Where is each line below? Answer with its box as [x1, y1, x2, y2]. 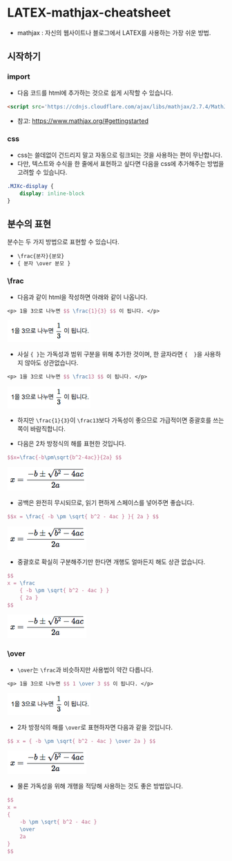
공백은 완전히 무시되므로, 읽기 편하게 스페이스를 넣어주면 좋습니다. [17, 499, 195, 507]
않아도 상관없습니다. [24, 359, 79, 367]
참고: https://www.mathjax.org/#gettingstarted [17, 116, 148, 125]
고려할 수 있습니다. [17, 168, 68, 176]
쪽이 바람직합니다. [17, 425, 66, 433]
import [7, 72, 30, 82]
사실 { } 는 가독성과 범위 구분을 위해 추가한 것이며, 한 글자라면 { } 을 [17, 350, 203, 359]
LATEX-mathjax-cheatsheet [7, 5, 171, 21]
